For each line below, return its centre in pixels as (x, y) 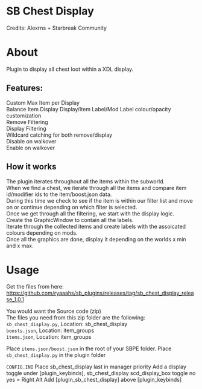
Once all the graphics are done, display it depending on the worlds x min (96, 239)
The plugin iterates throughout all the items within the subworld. (85, 181)
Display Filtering (26, 128)
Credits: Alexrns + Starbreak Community (57, 28)
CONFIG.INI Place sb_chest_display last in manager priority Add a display (96, 367)
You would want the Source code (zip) (54, 311)
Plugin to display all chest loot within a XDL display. (70, 69)
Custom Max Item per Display (43, 103)
